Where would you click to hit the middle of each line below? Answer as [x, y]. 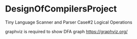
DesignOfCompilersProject [61, 9]
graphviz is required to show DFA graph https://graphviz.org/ [67, 31]
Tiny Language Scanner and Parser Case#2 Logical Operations [69, 22]
